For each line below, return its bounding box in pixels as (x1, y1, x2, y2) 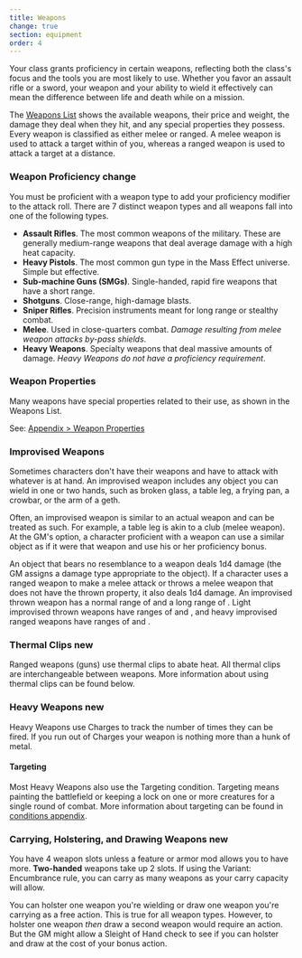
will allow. (9, 882, 45, 893)
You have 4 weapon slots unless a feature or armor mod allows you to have (9, 853, 288, 864)
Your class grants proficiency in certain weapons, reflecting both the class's (9, 63, 292, 74)
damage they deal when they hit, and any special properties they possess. (9, 119, 286, 130)
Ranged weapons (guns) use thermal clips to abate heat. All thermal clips (9, 659, 281, 670)
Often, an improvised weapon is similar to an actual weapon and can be (9, 512, 275, 523)
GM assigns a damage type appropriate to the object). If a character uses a (9, 568, 288, 579)
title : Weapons (9, 13, 67, 23)
